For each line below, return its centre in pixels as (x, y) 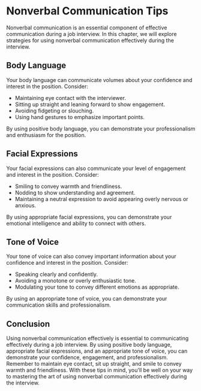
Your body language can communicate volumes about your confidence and (99, 80)
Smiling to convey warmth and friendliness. (68, 186)
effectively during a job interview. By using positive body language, (89, 345)
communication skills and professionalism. (58, 305)
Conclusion (28, 324)
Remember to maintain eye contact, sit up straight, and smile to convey (94, 364)
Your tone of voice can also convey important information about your (91, 256)
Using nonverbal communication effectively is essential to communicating (97, 338)
